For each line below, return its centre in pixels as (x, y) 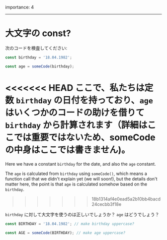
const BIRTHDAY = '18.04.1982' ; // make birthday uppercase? (70, 224)
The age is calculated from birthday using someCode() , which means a (76, 174)
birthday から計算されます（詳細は (76, 125)
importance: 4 (20, 7)
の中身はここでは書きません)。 (68, 150)
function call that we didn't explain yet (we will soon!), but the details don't (81, 179)
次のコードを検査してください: (36, 48)
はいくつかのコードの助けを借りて (75, 112)
